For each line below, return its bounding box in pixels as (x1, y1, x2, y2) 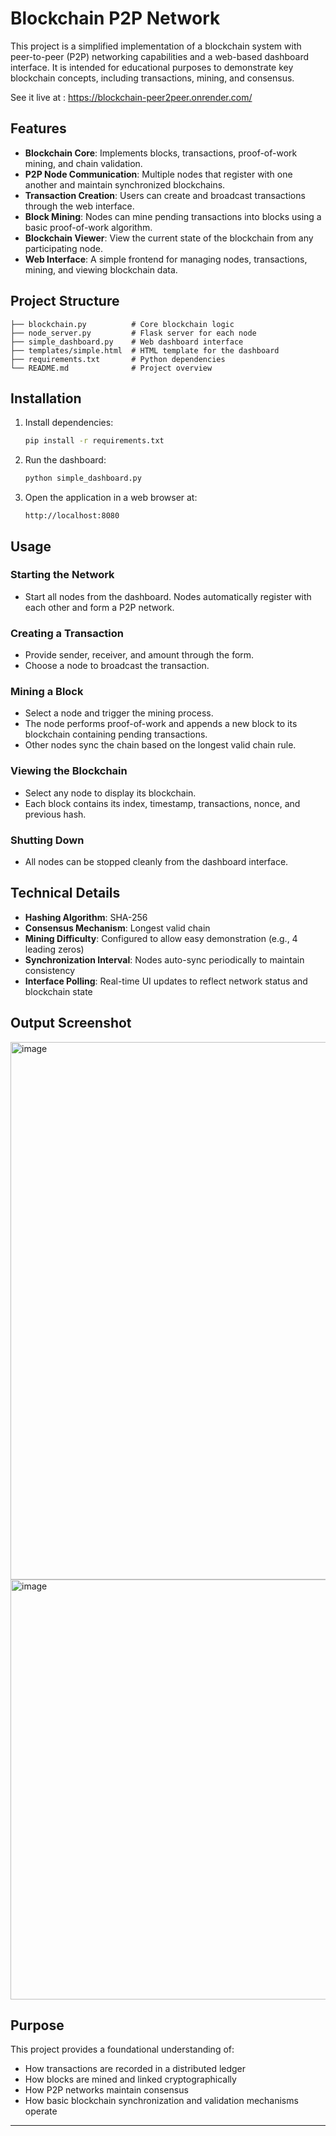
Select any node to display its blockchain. (24, 787, 197, 799)
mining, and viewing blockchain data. (24, 263, 178, 276)
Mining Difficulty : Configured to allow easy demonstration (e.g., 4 (24, 932, 298, 944)
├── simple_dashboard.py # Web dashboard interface (10, 337, 244, 347)
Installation (10, 390, 82, 407)
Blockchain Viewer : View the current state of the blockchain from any (24, 232, 314, 244)
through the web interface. (24, 200, 135, 212)
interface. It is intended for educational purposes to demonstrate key (10, 61, 294, 73)
